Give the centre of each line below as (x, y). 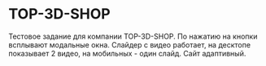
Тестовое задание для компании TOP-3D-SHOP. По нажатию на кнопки (133, 36)
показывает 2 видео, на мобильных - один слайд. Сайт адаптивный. (127, 53)
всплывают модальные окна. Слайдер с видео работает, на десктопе (129, 44)
